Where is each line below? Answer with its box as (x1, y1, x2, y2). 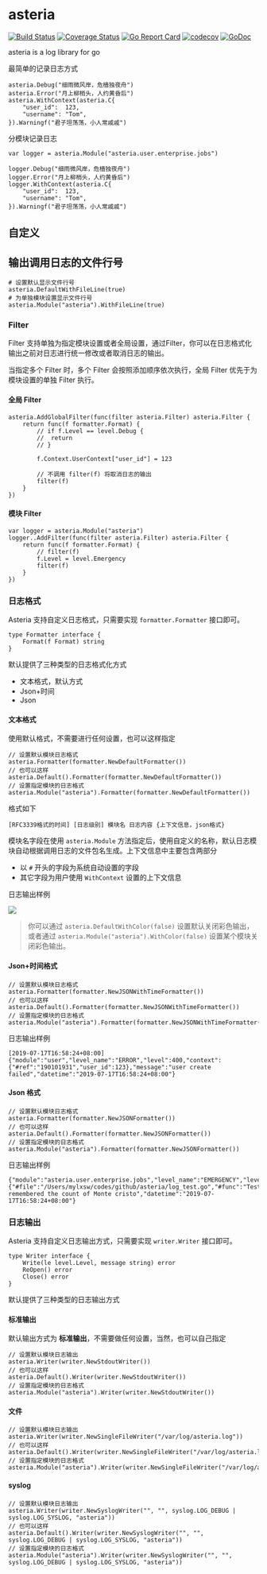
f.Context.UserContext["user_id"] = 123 (37, 454, 172, 462)
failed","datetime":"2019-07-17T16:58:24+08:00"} (8, 1070, 176, 1078)
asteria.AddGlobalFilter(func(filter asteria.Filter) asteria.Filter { (8, 413, 250, 421)
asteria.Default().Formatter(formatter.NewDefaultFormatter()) (8, 773, 222, 782)
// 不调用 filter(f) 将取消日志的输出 (37, 470, 153, 478)
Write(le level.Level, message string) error (22, 1259, 176, 1267)
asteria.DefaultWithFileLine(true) (8, 286, 126, 294)
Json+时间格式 (8, 961, 58, 970)
